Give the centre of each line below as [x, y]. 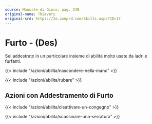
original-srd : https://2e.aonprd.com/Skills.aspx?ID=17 [63, 18]
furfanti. [13, 61]
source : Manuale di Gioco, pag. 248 [42, 9]
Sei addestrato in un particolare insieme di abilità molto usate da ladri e [76, 56]
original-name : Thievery [30, 14]
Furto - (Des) [31, 43]
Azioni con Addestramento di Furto [59, 95]
